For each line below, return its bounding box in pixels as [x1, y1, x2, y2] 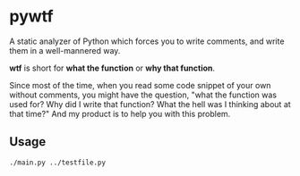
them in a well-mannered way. [9, 45, 121, 55]
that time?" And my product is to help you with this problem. [9, 108, 231, 119]
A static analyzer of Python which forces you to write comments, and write [9, 36, 285, 46]
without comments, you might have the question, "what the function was [9, 89, 278, 100]
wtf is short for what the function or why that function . [9, 63, 216, 73]
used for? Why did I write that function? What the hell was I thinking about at [9, 98, 291, 109]
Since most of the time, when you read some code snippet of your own [9, 80, 271, 90]
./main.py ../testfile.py [9, 158, 106, 167]
